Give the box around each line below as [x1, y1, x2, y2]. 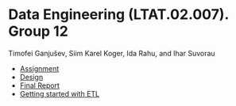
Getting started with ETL [19, 89, 100, 98]
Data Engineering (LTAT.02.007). [8, 6, 229, 24]
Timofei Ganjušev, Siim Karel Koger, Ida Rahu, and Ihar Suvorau [8, 48, 216, 58]
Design [19, 72, 44, 81]
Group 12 [8, 22, 69, 40]
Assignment [19, 63, 60, 73]
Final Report [19, 81, 60, 90]
